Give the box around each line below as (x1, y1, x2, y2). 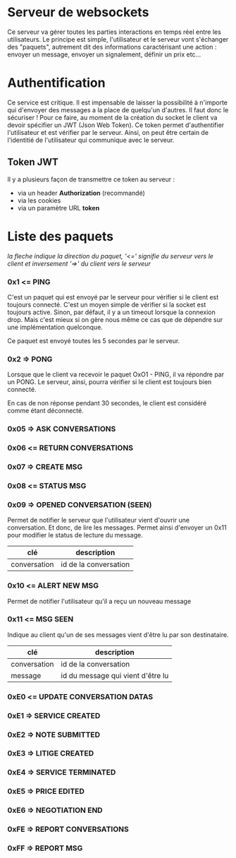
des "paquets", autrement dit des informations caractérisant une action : (7, 42, 217, 51)
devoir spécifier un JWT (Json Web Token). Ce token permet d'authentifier (7, 121, 225, 129)
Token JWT (7, 156, 58, 168)
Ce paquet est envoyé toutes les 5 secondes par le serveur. (7, 336, 180, 345)
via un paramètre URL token (17, 203, 100, 212)
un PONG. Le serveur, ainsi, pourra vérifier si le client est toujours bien (7, 378, 212, 386)
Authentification (7, 75, 106, 91)
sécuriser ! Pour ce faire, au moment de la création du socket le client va (7, 113, 218, 121)
